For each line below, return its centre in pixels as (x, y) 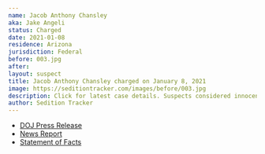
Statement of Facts (50, 142)
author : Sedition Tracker (50, 103)
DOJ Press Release (51, 126)
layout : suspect (35, 74)
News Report (41, 134)
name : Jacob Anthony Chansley (58, 15)
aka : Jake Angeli (37, 23)
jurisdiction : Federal (45, 52)
